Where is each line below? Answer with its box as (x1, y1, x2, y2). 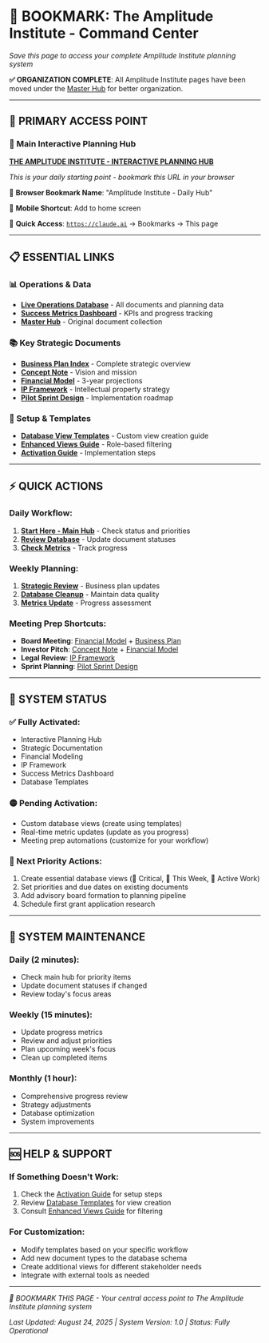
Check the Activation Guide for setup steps (20, 1189, 163, 1199)
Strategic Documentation (20, 743, 103, 752)
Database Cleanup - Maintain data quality (20, 589, 160, 599)
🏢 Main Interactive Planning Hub (9, 138, 136, 150)
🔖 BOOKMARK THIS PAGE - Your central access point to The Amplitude (9, 1293, 244, 1303)
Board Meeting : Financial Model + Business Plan (20, 636, 182, 646)
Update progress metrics (20, 1028, 103, 1037)
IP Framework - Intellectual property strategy (20, 384, 170, 394)
